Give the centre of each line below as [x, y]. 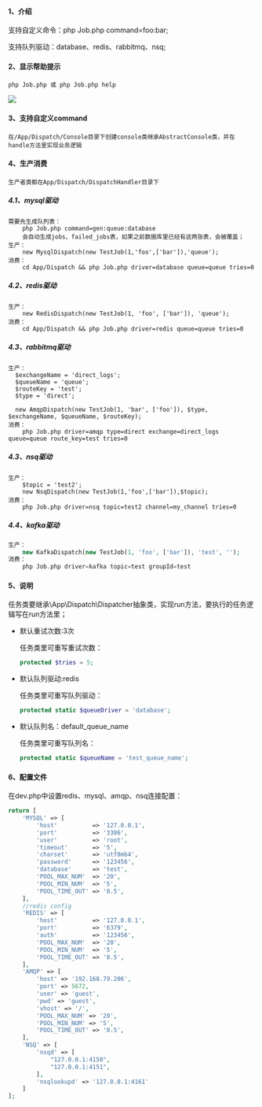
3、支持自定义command [48, 118]
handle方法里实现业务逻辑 [45, 145]
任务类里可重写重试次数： [61, 648]
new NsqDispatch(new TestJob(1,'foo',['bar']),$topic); [116, 491]
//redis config [47, 906]
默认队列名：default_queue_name [74, 727]
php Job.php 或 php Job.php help [62, 85]
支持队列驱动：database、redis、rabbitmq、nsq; [87, 47]
